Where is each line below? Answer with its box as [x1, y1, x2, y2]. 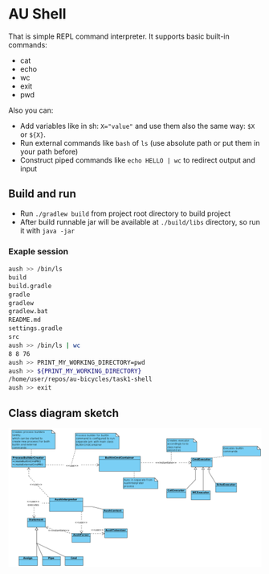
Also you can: [8, 105, 54, 115]
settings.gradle [8, 324, 63, 332]
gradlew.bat [8, 308, 48, 316]
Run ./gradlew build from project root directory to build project [19, 209, 231, 218]
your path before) [19, 147, 79, 156]
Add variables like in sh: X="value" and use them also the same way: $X [19, 121, 255, 130]
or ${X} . [19, 130, 47, 139]
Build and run [8, 187, 76, 201]
